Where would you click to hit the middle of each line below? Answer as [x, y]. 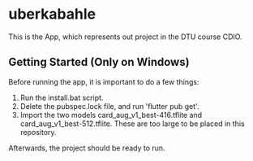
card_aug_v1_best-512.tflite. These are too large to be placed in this [132, 124]
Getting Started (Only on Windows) [99, 62]
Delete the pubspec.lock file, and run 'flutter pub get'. [109, 106]
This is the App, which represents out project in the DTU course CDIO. [125, 37]
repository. [38, 132]
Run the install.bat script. [62, 98]
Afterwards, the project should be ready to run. [87, 148]
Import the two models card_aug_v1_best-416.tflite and [111, 115]
